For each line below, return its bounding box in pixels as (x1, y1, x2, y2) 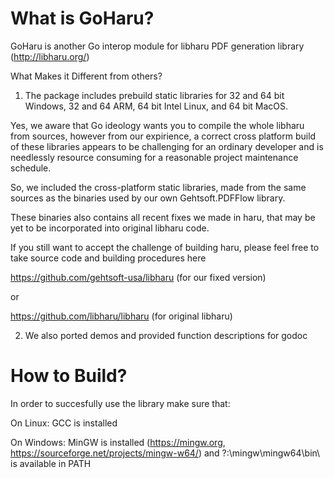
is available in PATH (10, 457, 92, 469)
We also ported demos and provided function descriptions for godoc (24, 329, 308, 341)
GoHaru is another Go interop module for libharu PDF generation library (10, 40, 305, 52)
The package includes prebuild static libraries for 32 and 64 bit (24, 89, 285, 101)
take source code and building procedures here (10, 252, 207, 264)
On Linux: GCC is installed (10, 417, 118, 429)
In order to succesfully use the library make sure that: (10, 397, 231, 409)
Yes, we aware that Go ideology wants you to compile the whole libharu (10, 119, 305, 131)
